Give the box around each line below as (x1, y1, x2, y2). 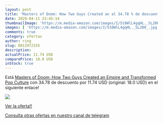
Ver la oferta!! (5, 103, 33, 109)
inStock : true (5, 61, 34, 66)
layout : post (5, 7, 32, 12)
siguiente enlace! (5, 85, 39, 91)
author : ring (5, 39, 32, 44)
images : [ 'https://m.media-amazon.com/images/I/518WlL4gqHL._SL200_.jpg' (5, 25, 160, 30)
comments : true (5, 30, 36, 34)
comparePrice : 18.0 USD (5, 57, 53, 61)
